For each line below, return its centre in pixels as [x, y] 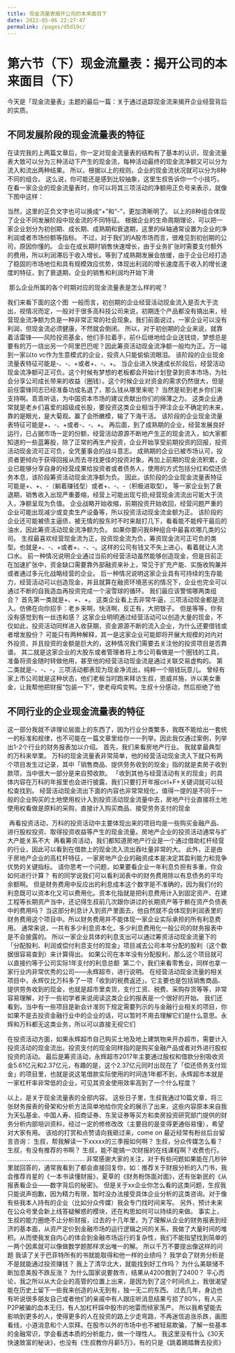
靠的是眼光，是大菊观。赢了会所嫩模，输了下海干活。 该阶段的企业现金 [109, 416]
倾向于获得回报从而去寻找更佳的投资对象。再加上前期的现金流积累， [123, 460]
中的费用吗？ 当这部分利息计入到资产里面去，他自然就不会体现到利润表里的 [115, 910]
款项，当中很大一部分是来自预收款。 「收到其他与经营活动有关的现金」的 [112, 773]
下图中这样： [25, 197]
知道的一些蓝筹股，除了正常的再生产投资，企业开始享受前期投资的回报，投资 [117, 442]
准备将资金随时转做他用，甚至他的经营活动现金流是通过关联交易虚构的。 [111, 661]
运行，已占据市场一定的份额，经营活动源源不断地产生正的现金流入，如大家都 [117, 434]
